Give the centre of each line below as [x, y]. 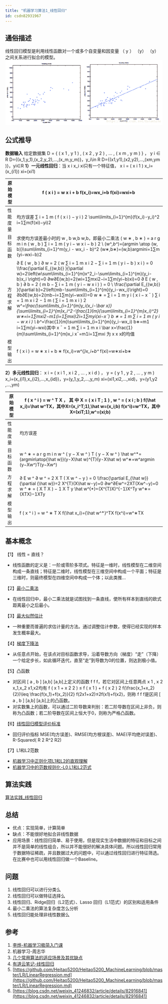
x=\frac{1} [122, 328]
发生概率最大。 [28, 633]
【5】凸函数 [17, 671]
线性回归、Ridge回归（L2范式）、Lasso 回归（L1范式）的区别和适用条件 [85, 902]
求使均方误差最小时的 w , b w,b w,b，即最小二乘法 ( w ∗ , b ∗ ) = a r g [88, 238]
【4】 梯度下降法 [22, 643]
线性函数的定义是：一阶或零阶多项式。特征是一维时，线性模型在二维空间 [87, 565]
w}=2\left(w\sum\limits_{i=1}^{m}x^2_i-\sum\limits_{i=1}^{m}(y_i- [84, 274]
